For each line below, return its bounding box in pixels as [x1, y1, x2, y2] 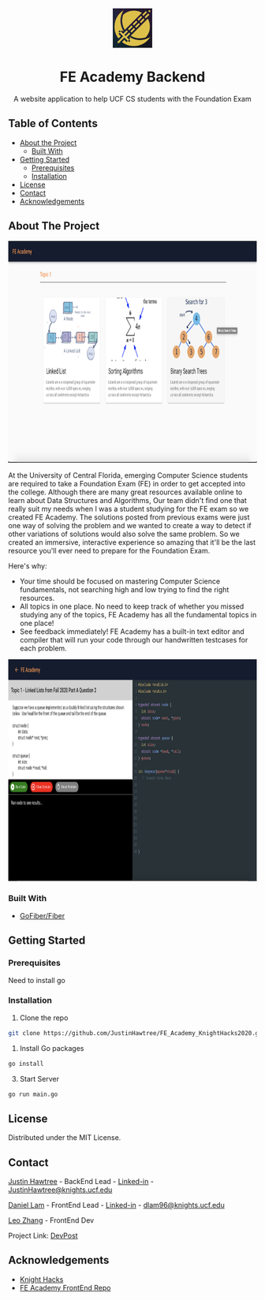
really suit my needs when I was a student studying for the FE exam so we [8, 504, 249, 513]
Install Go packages [19, 1043, 84, 1052]
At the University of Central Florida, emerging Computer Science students [8, 470, 248, 480]
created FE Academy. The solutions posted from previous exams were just [8, 512, 250, 522]
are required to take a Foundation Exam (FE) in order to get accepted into [8, 479, 246, 488]
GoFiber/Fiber [19, 911, 65, 920]
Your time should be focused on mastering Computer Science [19, 576, 221, 586]
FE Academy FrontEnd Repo [19, 1283, 111, 1292]
